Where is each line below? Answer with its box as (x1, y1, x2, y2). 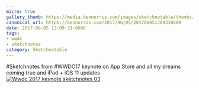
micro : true (6, 8, 36, 15)
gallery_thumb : (6, 14, 44, 20)
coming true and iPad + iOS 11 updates (6, 69, 101, 76)
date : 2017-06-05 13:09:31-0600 (6, 25, 86, 31)
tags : (6, 31, 20, 36)
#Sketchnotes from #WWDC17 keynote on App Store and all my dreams (6, 63, 181, 70)
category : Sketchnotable (6, 47, 68, 53)
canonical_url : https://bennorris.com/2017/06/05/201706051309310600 (6, 19, 182, 25)
